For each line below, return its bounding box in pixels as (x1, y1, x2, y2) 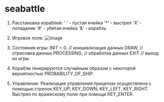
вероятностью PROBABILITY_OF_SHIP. (12, 70, 94, 76)
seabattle (5, 3, 45, 15)
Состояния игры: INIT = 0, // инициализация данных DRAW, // (12, 44, 143, 50)
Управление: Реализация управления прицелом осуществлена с (12, 80, 152, 86)
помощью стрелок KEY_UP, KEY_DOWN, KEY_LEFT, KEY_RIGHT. (12, 85, 149, 91)
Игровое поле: (12, 35, 44, 41)
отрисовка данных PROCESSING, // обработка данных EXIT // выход (12, 50, 159, 56)
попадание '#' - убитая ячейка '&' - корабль (12, 25, 107, 31)
